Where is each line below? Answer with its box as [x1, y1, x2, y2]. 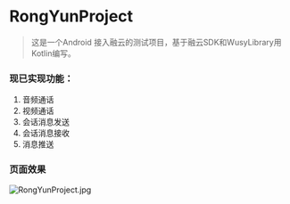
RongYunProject [9, 6, 134, 27]
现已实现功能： [9, 72, 74, 85]
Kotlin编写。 [30, 47, 76, 59]
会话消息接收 [21, 127, 70, 139]
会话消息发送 [21, 117, 70, 127]
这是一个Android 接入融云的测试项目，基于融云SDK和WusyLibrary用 [30, 37, 282, 47]
